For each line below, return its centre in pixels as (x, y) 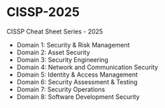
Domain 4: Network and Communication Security (87, 67)
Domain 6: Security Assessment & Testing (77, 82)
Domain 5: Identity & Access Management (77, 75)
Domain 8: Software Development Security (78, 97)
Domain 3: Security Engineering (63, 59)
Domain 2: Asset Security (53, 52)
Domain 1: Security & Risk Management (73, 45)
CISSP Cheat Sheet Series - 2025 (55, 31)
